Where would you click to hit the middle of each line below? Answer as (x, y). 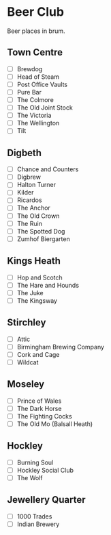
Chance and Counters (48, 169)
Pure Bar (29, 92)
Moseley (26, 384)
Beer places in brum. (36, 31)
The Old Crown (38, 216)
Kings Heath (34, 261)
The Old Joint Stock (45, 108)
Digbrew (29, 177)
